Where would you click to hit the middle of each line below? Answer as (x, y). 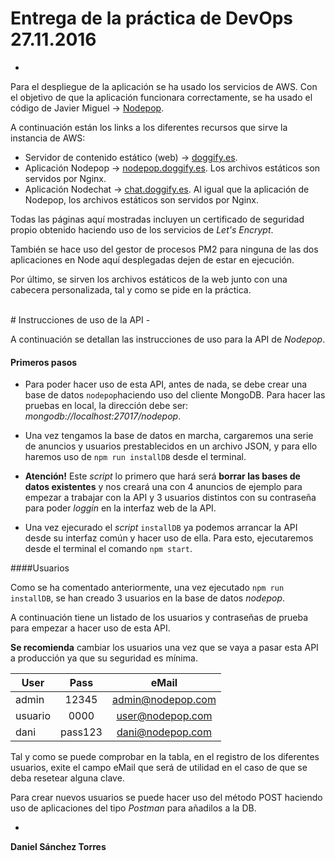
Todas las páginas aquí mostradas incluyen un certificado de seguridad (157, 219)
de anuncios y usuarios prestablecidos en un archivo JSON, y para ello (171, 446)
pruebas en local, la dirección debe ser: (106, 406)
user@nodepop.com (164, 716)
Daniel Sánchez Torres (58, 847)
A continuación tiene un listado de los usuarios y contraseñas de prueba (159, 618)
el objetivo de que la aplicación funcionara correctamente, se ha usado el (161, 97)
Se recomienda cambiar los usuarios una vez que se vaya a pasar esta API (164, 648)
